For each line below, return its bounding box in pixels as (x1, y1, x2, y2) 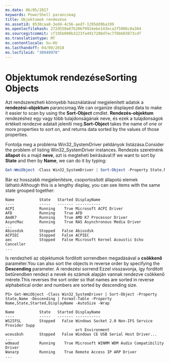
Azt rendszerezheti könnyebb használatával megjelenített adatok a (5, 100, 144, 106)
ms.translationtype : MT (5, 36, 56, 41)
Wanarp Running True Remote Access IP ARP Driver (5, 350, 137, 355)
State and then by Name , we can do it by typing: (5, 158, 107, 164)
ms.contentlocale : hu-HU (5, 41, 58, 46)
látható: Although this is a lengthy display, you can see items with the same (5, 182, 160, 188)
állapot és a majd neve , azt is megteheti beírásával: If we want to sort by (5, 152, 156, 158)
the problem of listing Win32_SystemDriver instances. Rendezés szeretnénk (5, 147, 163, 153)
